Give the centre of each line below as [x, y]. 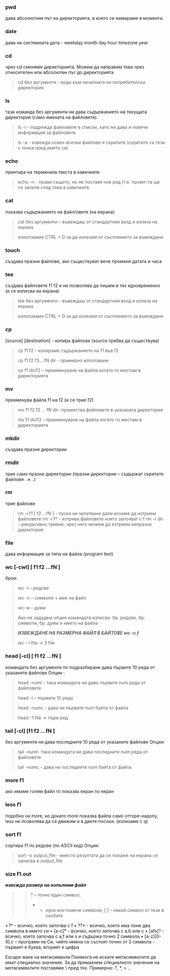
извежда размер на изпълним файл [46, 885]
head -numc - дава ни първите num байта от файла [73, 708]
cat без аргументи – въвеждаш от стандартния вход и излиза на [88, 222]
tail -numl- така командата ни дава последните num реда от [83, 752]
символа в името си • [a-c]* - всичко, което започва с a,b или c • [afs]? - [85, 931]
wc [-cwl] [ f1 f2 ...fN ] [33, 567]
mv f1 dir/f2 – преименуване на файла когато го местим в [80, 420]
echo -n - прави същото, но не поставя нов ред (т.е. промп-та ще [89, 182]
